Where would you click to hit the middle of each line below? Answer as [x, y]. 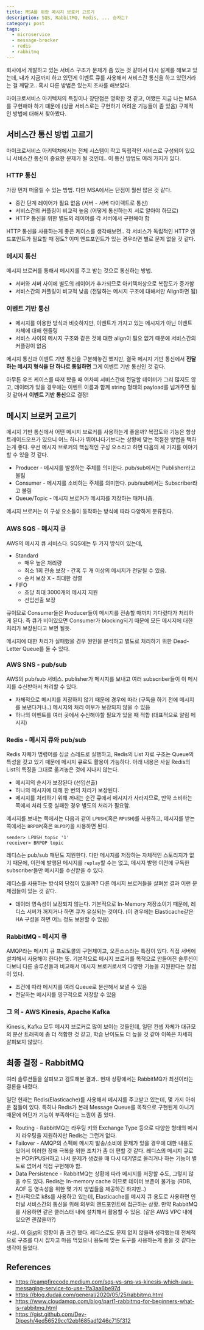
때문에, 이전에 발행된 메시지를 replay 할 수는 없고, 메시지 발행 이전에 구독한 [101, 863]
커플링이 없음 [31, 346]
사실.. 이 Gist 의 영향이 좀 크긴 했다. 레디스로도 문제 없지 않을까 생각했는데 [93, 1232]
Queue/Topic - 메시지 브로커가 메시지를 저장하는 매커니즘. [84, 498]
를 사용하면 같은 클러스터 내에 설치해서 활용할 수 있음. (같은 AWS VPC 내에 [104, 1211]
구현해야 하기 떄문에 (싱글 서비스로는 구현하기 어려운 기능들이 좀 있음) [95, 106]
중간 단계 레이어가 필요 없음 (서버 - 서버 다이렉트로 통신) [82, 203]
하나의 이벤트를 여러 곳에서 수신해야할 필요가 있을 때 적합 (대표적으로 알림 [102, 715]
